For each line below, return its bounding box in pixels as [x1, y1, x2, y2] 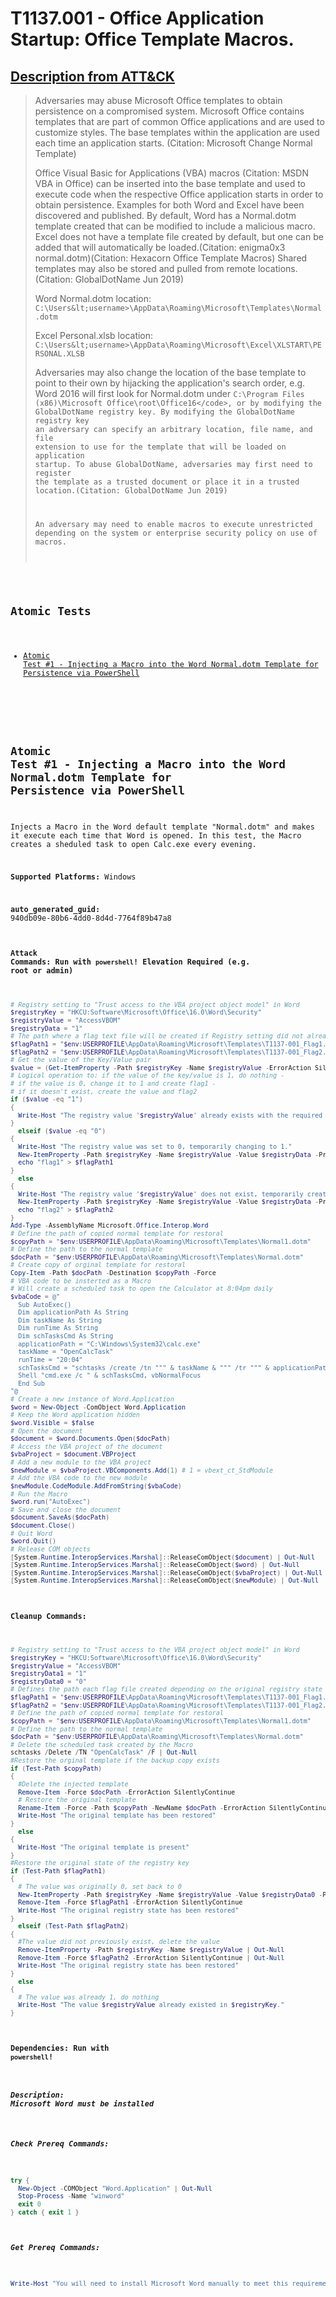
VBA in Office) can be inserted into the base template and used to [34, 178, 306, 189]
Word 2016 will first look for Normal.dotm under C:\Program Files [34, 388, 305, 399]
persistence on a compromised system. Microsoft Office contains [34, 105, 305, 117]
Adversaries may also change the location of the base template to [34, 367, 307, 378]
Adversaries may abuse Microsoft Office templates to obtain [34, 95, 283, 106]
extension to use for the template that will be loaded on [34, 442, 287, 452]
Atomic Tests [10, 603, 92, 618]
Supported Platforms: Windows [10, 872, 137, 882]
